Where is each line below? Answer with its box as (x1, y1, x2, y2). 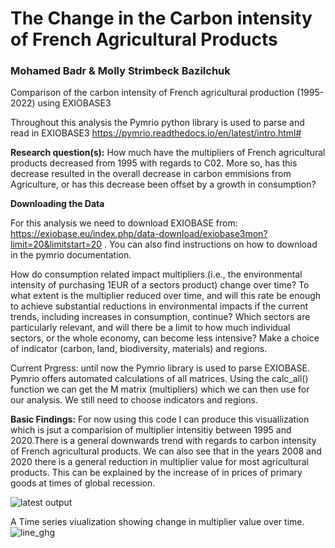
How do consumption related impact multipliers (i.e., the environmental (10, 268, 303, 281)
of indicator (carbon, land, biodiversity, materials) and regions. (10, 343, 268, 355)
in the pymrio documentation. (10, 249, 132, 261)
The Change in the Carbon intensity (10, 7, 313, 30)
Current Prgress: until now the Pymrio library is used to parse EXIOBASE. (10, 362, 310, 374)
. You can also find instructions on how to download (104, 238, 318, 251)
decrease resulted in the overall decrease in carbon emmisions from (10, 168, 292, 180)
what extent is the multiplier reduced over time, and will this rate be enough (10, 290, 322, 302)
